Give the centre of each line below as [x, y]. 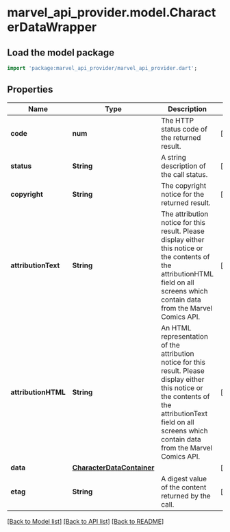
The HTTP [177, 120]
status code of [184, 129]
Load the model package [61, 52]
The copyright [183, 185]
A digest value [184, 479]
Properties [30, 89]
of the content [183, 487]
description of [183, 166]
